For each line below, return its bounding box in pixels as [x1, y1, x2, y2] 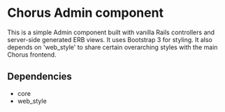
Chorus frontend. [7, 50, 57, 59]
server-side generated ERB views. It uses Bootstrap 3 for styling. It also [7, 35, 213, 43]
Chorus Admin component [7, 5, 164, 21]
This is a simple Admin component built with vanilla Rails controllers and [7, 28, 215, 36]
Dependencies [7, 71, 72, 83]
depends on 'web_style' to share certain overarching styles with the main [7, 43, 218, 51]
